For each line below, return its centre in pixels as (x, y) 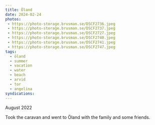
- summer (19, 61)
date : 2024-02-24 (23, 14)
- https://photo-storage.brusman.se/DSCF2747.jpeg (61, 47)
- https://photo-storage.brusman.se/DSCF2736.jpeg (61, 24)
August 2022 (19, 107)
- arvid (18, 79)
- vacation (21, 65)
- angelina (21, 89)
